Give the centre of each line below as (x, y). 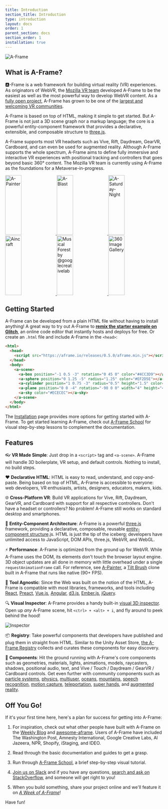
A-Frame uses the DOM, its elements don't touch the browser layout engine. (83, 557)
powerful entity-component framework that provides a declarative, (74, 126)
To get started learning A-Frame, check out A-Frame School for (86, 422)
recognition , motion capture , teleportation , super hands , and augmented (79, 684)
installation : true (25, 43)
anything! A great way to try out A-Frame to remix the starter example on (81, 327)
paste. (12, 483)
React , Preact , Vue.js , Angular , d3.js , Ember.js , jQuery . (61, 593)
